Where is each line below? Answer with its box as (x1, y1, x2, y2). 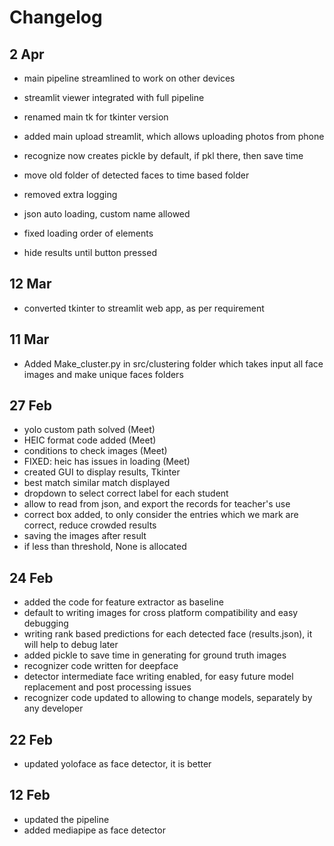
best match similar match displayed (23, 477, 171, 489)
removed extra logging (23, 189, 118, 200)
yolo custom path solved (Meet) (23, 424, 156, 436)
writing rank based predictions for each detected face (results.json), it (23, 628, 313, 640)
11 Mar (9, 331, 50, 348)
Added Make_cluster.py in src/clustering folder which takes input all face (23, 357, 324, 370)
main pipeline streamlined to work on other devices (23, 72, 236, 84)
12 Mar (9, 276, 52, 293)
